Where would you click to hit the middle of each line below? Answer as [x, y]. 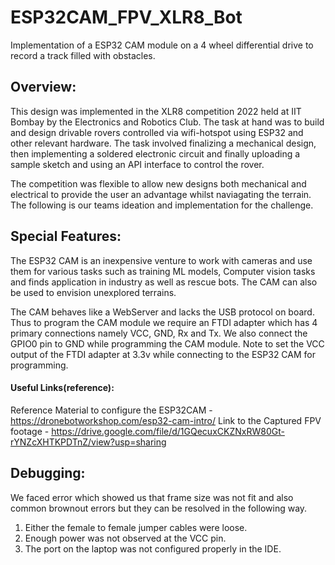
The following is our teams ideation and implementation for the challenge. [162, 205]
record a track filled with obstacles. [83, 55]
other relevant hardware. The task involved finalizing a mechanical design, [163, 143]
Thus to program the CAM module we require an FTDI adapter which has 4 [164, 322]
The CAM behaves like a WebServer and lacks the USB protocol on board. [162, 312]
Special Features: [66, 236]
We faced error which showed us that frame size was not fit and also [152, 497]
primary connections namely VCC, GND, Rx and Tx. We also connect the [159, 333]
